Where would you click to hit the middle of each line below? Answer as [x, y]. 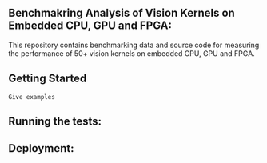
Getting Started [48, 79]
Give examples [32, 97]
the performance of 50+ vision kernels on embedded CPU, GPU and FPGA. [132, 53]
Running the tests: [55, 122]
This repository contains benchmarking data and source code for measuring [134, 45]
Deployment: [41, 148]
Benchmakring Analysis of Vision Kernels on [122, 13]
